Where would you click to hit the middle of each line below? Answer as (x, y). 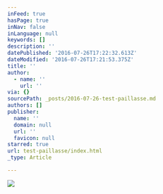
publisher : (23, 112)
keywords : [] (26, 40)
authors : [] (25, 105)
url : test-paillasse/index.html (55, 151)
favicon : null (34, 138)
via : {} (19, 92)
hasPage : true (28, 20)
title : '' (22, 66)
